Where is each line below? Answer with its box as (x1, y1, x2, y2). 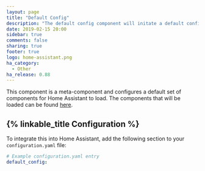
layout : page (6, 9, 40, 15)
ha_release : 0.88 (6, 71, 51, 78)
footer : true (6, 49, 40, 55)
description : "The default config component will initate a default (6, 20, 184, 26)
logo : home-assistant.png (6, 54, 72, 60)
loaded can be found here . (6, 101, 73, 109)
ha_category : (6, 60, 40, 66)
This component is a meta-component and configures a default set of (6, 88, 182, 95)
